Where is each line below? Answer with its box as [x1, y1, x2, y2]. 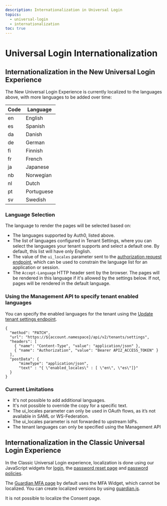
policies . [5, 470, 23, 476]
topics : [5, 12, 22, 17]
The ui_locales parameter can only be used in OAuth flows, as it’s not [12, 408, 156, 414]
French [26, 155, 43, 162]
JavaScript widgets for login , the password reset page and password [5, 465, 148, 471]
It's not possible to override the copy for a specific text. [12, 402, 128, 409]
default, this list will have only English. [12, 248, 92, 254]
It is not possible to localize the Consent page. [5, 495, 102, 501]
